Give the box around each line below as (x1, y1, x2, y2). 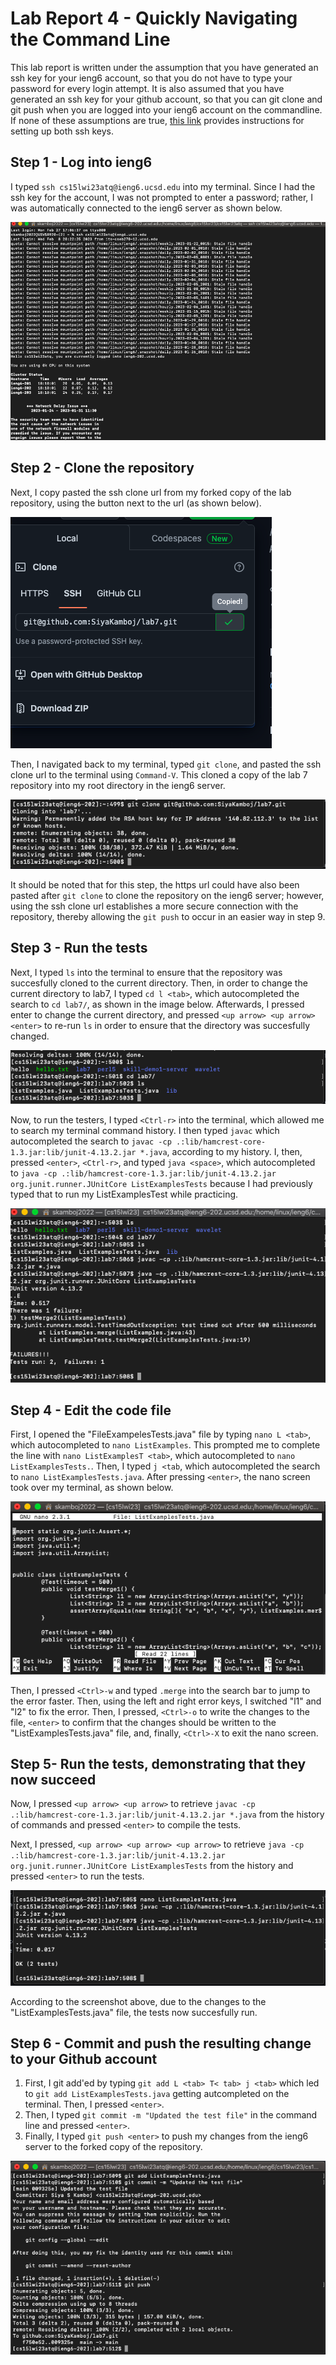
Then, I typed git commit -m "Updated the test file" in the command (24, 2109, 318, 2121)
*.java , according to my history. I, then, (139, 1146, 303, 1158)
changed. (10, 1030, 50, 1042)
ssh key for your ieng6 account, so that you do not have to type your (10, 72, 293, 84)
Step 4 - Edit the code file (10, 1402, 172, 1419)
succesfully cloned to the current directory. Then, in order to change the (10, 977, 308, 989)
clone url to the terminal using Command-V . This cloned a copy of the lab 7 (10, 768, 308, 781)
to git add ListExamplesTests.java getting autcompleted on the (24, 2088, 290, 2100)
